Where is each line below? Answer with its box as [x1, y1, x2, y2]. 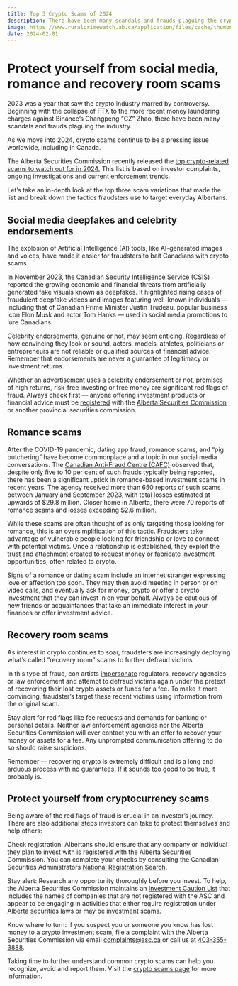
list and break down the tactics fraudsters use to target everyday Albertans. [7, 193, 228, 202]
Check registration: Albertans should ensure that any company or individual [7, 840, 228, 849]
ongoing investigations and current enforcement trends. [7, 172, 171, 181]
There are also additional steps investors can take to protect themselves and [7, 819, 230, 828]
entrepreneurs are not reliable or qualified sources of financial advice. [7, 347, 211, 355]
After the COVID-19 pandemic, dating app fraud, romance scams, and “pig [7, 445, 225, 454]
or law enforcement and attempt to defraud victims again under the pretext [7, 676, 226, 685]
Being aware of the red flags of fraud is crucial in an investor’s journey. [7, 811, 214, 820]
